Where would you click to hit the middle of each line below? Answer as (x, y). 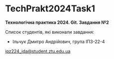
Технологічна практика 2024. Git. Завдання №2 (57, 22)
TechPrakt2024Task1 (50, 9)
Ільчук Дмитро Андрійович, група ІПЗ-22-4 (59, 41)
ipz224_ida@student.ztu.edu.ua (38, 51)
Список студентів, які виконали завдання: (50, 32)
